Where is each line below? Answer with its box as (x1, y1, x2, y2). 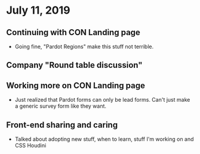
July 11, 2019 (6, 4, 70, 17)
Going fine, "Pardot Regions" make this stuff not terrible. (14, 43, 154, 50)
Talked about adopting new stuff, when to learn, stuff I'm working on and (14, 136, 194, 143)
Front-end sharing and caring (6, 120, 118, 130)
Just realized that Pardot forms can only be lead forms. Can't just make (14, 96, 190, 103)
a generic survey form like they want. (14, 102, 106, 110)
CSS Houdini (14, 142, 47, 149)
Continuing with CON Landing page (6, 27, 140, 37)
